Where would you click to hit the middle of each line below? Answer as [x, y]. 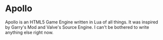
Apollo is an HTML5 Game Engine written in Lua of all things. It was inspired [82, 22]
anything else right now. [29, 32]
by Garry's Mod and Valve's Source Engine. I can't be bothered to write [77, 27]
